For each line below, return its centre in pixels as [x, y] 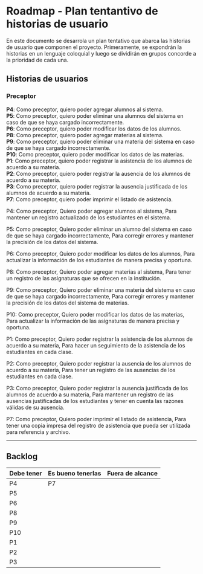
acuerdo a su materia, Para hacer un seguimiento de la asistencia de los [96, 345]
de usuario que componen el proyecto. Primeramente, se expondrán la [94, 47]
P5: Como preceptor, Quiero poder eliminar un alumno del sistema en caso [99, 229]
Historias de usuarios [47, 79]
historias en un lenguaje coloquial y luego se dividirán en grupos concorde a [101, 53]
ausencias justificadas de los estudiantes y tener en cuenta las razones [95, 401]
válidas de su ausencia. [35, 407]
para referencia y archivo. [38, 432]
